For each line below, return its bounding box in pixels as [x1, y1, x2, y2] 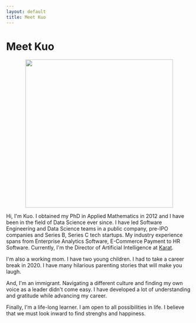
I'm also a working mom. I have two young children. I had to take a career [6, 255, 185, 263]
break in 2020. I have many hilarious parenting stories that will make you [6, 262, 182, 269]
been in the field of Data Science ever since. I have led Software [6, 219, 162, 226]
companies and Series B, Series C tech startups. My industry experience [6, 232, 183, 239]
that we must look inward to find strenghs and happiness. [6, 310, 146, 317]
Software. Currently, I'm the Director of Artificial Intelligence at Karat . [6, 244, 174, 251]
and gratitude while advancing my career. [6, 292, 107, 299]
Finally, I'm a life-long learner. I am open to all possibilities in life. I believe [6, 303, 185, 311]
